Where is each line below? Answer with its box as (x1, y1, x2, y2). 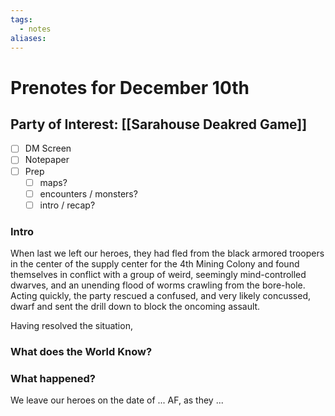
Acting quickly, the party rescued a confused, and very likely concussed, (10, 290, 312, 302)
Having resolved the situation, (10, 320, 133, 332)
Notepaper (24, 154, 70, 166)
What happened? (10, 371, 96, 385)
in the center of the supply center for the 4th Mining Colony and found (10, 258, 300, 270)
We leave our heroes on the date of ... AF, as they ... (10, 394, 224, 406)
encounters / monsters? (39, 187, 138, 200)
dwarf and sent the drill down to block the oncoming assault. (10, 301, 261, 313)
